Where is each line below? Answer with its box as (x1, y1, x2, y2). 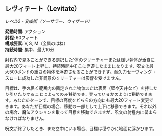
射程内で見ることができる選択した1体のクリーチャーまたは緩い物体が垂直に (5, 57, 155, 63)
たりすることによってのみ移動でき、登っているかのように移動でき (17, 91, 148, 97)
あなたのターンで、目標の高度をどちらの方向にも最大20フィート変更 (13, 97, 149, 103)
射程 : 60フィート (5, 34, 39, 40)
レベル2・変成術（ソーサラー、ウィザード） (5, 18, 93, 24)
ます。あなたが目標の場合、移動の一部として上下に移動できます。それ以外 (9, 103, 157, 109)
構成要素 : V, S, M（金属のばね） (5, 41, 68, 46)
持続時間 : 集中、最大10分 (5, 46, 55, 52)
